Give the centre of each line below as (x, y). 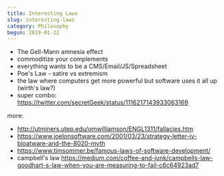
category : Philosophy (38, 26)
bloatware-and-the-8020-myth (61, 143)
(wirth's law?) (36, 88)
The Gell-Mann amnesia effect (60, 52)
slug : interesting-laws (41, 20)
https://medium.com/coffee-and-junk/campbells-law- (137, 158)
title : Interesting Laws (42, 13)
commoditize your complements (62, 59)
